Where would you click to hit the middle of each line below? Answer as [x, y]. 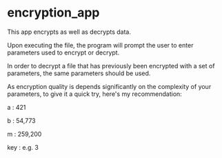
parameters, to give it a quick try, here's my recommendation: [95, 94]
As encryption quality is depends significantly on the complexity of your [109, 86]
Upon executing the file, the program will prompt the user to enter [100, 45]
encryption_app [53, 13]
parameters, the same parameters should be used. [79, 73]
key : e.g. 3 [23, 147]
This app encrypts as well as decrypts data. [69, 32]
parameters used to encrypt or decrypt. [63, 52]
